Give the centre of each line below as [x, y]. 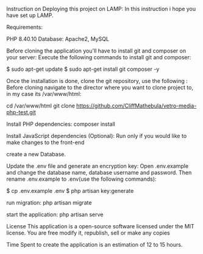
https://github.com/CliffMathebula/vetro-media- [136, 106]
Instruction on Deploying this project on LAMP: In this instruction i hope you [101, 9]
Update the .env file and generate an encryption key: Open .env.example [98, 166]
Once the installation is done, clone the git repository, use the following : [97, 81]
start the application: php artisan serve [55, 214]
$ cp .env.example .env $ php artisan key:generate [70, 191]
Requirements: [24, 27]
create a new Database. [36, 154]
